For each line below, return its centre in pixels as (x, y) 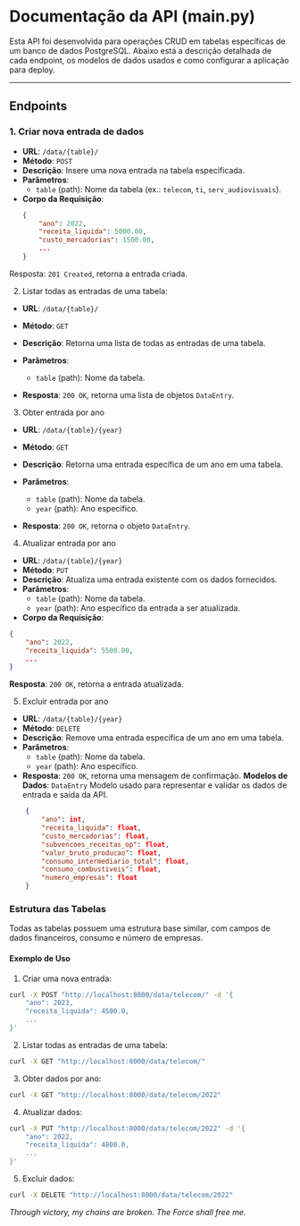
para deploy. (32, 70)
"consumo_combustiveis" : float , (102, 869)
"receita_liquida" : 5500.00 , (79, 650)
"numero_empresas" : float (90, 878)
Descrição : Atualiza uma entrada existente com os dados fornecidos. (150, 579)
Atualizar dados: (52, 1112)
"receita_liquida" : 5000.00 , (93, 232)
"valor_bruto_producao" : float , (102, 853)
